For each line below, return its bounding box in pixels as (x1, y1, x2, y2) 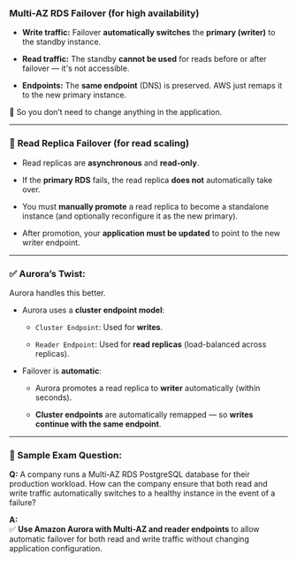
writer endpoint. (21, 237, 81, 248)
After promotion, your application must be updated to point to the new (21, 227, 281, 238)
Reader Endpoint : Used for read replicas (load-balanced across (34, 339, 267, 350)
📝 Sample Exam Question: (9, 449, 122, 461)
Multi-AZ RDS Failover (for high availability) (9, 7, 200, 19)
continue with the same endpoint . (34, 419, 162, 429)
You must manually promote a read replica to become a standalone (21, 201, 270, 212)
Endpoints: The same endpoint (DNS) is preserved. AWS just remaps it (21, 81, 283, 91)
